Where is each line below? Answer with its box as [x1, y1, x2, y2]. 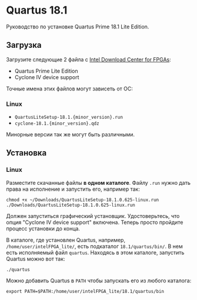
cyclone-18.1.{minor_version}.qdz [14, 120, 99, 127]
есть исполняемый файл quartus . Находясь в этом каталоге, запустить [6, 249, 185, 256]
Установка [6, 148, 47, 158]
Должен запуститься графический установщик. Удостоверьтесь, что [6, 212, 180, 219]
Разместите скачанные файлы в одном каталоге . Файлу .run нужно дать [6, 179, 191, 186]
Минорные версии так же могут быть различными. [6, 131, 135, 138]
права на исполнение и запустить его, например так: [6, 185, 140, 193]
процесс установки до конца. [6, 225, 81, 232]
